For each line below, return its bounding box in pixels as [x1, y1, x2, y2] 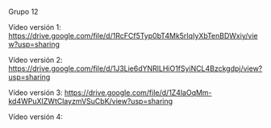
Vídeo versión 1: [8, 23, 62, 31]
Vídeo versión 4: [8, 112, 63, 122]
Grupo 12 [8, 7, 39, 16]
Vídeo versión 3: [8, 88, 63, 97]
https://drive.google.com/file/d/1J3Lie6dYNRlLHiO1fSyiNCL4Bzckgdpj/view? [8, 64, 263, 73]
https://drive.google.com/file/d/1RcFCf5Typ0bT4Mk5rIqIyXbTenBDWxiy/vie [8, 31, 258, 40]
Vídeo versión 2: [8, 56, 63, 64]
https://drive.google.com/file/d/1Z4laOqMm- [64, 88, 212, 97]
